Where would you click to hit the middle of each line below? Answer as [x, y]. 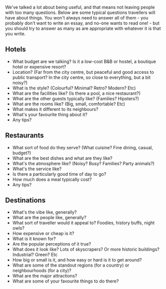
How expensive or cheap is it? [43, 234]
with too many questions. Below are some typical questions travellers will [80, 12]
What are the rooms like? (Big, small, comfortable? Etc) [69, 104]
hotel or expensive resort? [39, 66]
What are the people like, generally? [49, 218]
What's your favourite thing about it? [50, 114]
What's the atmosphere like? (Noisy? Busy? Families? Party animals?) [83, 163]
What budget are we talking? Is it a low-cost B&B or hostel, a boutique [84, 61]
